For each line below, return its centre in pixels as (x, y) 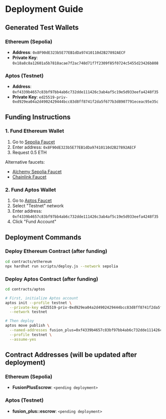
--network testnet (29, 312)
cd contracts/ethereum (28, 261)
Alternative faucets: (25, 162)
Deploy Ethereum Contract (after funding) (56, 251)
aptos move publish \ (27, 326)
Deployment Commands (43, 237)
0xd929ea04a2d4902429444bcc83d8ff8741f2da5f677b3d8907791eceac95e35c (85, 102)
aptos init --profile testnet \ (38, 303)
